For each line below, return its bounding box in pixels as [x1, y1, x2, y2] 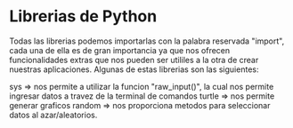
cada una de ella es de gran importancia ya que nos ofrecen [9, 44, 231, 55]
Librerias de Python [9, 6, 158, 27]
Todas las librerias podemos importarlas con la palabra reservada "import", [9, 36, 285, 46]
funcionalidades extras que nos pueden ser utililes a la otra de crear [9, 54, 259, 65]
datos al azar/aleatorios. [9, 109, 98, 120]
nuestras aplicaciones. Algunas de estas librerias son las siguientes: [9, 64, 259, 75]
